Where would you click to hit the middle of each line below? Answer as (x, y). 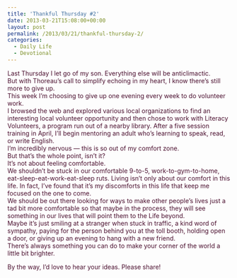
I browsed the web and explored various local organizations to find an (109, 111)
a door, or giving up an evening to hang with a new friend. (91, 238)
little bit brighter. (31, 253)
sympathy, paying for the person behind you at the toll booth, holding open (116, 231)
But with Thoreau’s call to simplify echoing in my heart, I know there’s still (114, 80)
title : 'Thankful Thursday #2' (53, 14)
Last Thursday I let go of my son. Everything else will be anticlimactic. (109, 73)
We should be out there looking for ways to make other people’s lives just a (117, 200)
